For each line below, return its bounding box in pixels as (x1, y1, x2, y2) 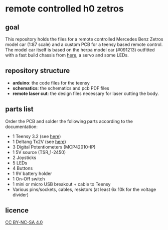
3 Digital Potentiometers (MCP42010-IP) (12, 143, 96, 150)
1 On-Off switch (12, 175, 45, 181)
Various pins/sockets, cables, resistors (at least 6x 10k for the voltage (12, 186, 156, 192)
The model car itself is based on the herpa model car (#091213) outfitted (5, 47, 155, 52)
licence (5, 206, 29, 215)
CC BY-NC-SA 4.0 (5, 219, 43, 225)
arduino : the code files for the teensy (12, 79, 90, 85)
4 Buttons (12, 165, 33, 171)
